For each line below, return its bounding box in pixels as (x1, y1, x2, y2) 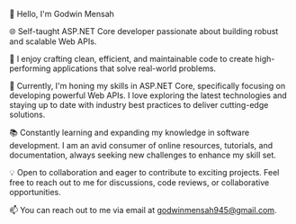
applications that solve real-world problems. (52, 63, 217, 74)
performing (9, 63, 51, 74)
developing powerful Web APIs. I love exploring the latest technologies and (9, 90, 288, 101)
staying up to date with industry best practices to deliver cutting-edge (9, 100, 269, 110)
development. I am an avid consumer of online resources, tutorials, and (9, 140, 274, 150)
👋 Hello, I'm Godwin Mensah (9, 9, 115, 19)
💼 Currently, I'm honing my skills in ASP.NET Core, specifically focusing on (9, 81, 286, 91)
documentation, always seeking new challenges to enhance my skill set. (9, 149, 277, 160)
